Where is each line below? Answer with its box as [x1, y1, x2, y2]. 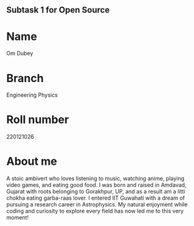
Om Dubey [6, 50, 34, 57]
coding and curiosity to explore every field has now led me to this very [6, 208, 184, 215]
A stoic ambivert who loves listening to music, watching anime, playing [6, 175, 185, 183]
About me [6, 154, 58, 168]
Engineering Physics [6, 91, 58, 99]
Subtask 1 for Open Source [6, 5, 110, 15]
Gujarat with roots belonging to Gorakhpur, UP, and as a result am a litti [6, 188, 185, 195]
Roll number [6, 113, 69, 127]
